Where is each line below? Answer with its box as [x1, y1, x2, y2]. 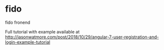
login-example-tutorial [5, 39, 51, 45]
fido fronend [5, 19, 30, 25]
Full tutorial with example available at [5, 29, 80, 34]
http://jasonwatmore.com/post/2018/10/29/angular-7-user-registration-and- [5, 34, 159, 40]
